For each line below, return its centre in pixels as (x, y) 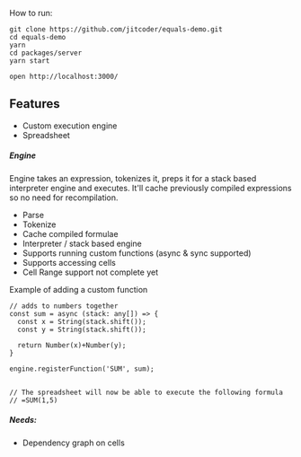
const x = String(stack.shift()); (82, 321)
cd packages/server (46, 53)
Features (35, 104)
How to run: (31, 13)
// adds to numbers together (64, 306)
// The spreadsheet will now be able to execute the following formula (146, 392)
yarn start (30, 61)
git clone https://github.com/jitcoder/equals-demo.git (116, 30)
